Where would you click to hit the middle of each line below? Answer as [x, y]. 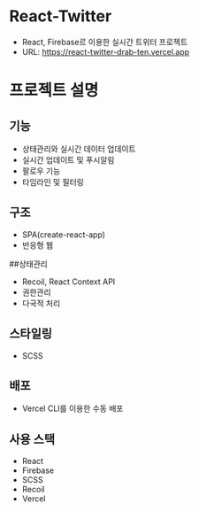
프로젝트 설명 [54, 91]
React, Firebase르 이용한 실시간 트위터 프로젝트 [105, 42]
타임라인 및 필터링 [53, 182]
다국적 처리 [41, 303]
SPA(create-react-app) [64, 234]
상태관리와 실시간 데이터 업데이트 [79, 149]
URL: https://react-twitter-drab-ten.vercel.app [106, 51]
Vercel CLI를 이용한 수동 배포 [73, 408]
